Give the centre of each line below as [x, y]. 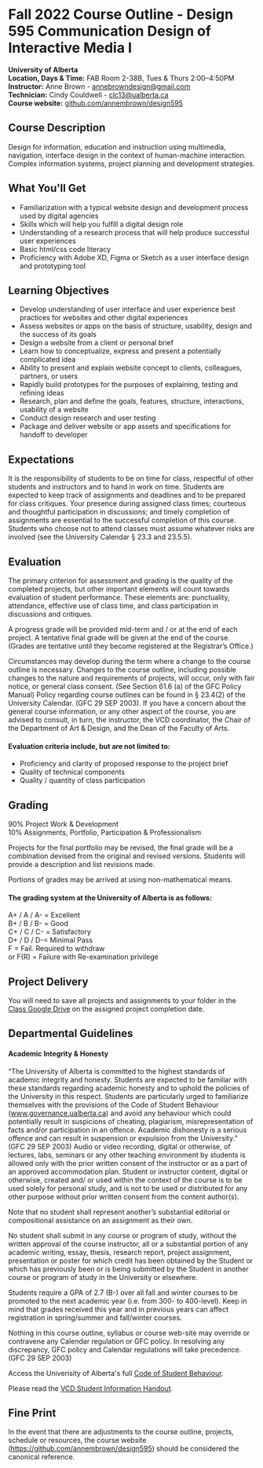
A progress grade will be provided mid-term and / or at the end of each [123, 629]
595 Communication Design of [110, 31]
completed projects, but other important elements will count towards [119, 589]
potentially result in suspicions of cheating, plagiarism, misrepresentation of [131, 1121]
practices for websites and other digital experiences [104, 318]
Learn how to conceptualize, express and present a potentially [120, 351]
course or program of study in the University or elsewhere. [103, 1277]
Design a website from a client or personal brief [97, 343]
